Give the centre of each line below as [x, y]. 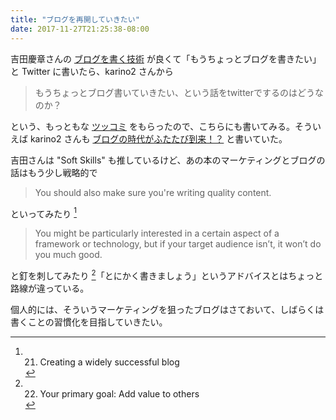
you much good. [68, 255]
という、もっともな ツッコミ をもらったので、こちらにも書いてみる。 [152, 126]
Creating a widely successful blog [109, 362]
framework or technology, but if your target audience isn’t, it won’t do [178, 244]
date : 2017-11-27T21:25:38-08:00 [80, 29]
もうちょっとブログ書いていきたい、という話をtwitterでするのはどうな [179, 92]
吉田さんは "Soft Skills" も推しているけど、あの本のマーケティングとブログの [168, 160]
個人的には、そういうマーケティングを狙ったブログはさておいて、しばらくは [167, 309]
